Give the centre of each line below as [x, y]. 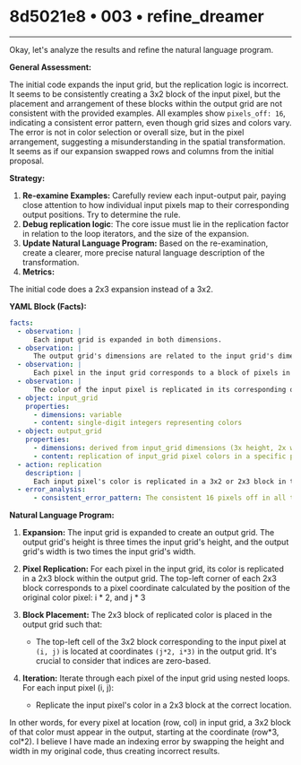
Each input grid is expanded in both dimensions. [127, 339]
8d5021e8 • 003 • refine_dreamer [137, 17]
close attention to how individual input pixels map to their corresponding [155, 204]
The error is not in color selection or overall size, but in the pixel [127, 132]
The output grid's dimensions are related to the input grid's [154, 356]
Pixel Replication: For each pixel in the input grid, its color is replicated [153, 569]
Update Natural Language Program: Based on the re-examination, [145, 243]
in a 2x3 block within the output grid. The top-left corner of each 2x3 [150, 578]
